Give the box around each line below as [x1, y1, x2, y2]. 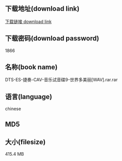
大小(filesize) [5, 138, 46, 146]
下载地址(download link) [5, 4, 80, 13]
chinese [5, 106, 21, 112]
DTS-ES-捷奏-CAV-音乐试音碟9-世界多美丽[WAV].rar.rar [5, 77, 118, 83]
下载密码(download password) [5, 34, 99, 43]
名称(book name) [5, 63, 58, 71]
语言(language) [5, 92, 52, 101]
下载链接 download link [5, 19, 52, 24]
